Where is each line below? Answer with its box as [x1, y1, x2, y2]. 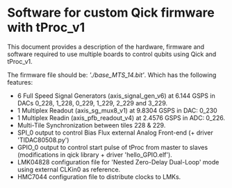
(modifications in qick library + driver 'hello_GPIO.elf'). [17, 151, 172, 159]
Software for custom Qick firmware [7, 5, 215, 21]
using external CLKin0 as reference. [17, 165, 121, 173]
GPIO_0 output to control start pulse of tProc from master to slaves [17, 143, 208, 151]
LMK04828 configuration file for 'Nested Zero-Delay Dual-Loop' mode [17, 157, 219, 166]
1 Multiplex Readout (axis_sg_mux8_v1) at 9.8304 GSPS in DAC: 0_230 [17, 106, 217, 114]
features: [7, 78, 33, 86]
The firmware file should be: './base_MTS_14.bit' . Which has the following [7, 71, 217, 79]
